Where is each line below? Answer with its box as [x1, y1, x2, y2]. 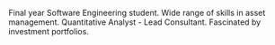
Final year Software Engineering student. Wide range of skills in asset [8, 8, 266, 18]
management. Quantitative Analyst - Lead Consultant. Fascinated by [8, 17, 262, 27]
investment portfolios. [8, 26, 89, 36]
